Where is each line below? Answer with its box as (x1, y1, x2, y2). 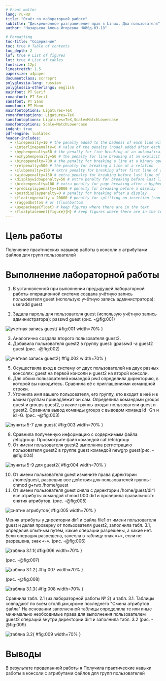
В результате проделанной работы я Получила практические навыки (5, 665, 152, 671)
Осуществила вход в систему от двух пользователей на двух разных (12, 365, 159, 371)
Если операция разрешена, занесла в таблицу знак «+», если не (5, 533, 142, 539)
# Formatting (5, 35, 33, 40)
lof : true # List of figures (5, 53, 66, 58)
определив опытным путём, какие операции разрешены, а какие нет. (5, 527, 152, 534)
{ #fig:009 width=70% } (32, 631, 81, 638)
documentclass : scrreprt (5, 76, 57, 81)
